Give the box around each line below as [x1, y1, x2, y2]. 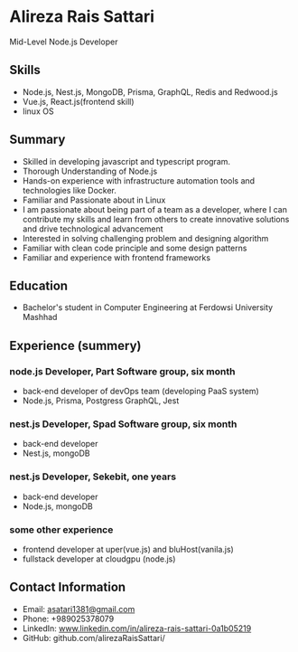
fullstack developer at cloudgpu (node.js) [22, 553, 176, 564]
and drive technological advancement [22, 223, 164, 234]
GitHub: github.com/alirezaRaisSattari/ [22, 632, 165, 643]
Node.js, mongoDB [22, 500, 93, 512]
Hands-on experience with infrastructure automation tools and [22, 175, 256, 186]
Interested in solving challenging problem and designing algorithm [22, 232, 269, 243]
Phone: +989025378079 [22, 613, 115, 624]
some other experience [9, 523, 114, 535]
